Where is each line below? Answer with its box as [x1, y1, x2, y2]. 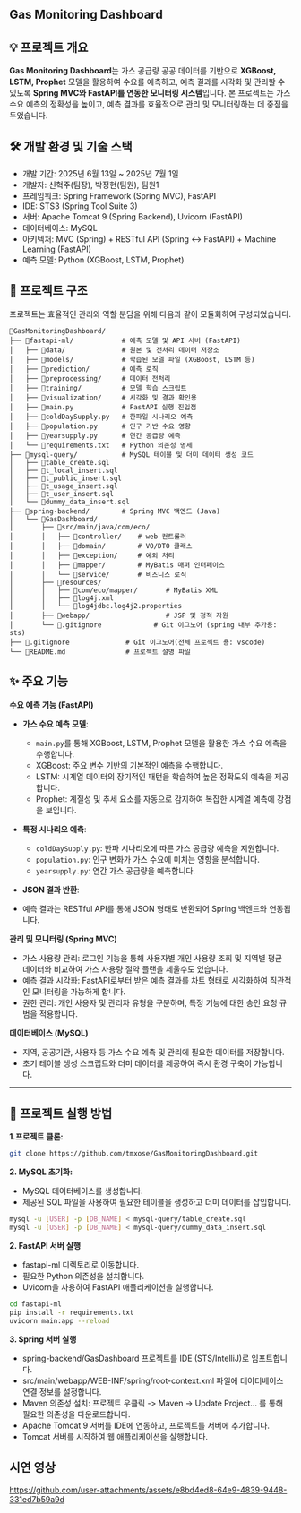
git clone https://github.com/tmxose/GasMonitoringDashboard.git [9, 1149, 258, 1158]
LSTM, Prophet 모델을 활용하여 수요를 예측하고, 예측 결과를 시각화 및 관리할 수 [9, 76, 286, 88]
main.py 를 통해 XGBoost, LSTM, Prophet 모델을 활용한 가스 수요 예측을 [35, 737, 288, 748]
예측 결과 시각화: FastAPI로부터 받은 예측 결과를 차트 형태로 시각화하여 [21, 975, 269, 985]
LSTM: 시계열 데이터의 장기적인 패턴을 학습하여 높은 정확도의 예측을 [35, 770, 273, 782]
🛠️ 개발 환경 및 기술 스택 [9, 139, 133, 154]
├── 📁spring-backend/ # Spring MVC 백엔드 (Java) [9, 506, 221, 516]
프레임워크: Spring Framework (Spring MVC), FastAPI [21, 191, 217, 202]
